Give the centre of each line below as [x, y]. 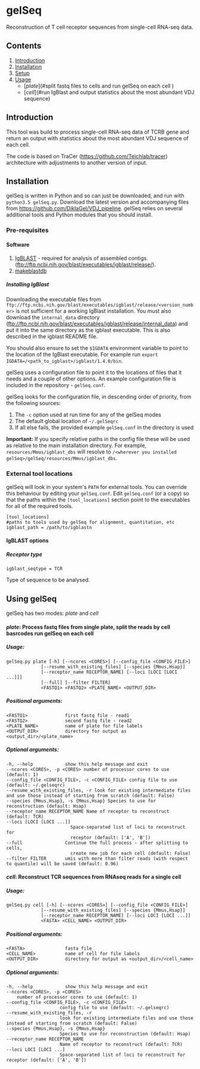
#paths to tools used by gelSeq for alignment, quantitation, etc [90, 522]
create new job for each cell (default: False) [130, 853]
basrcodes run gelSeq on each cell [50, 633]
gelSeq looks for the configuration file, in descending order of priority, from [99, 397]
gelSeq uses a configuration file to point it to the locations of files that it [94, 373]
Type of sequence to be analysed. [48, 580]
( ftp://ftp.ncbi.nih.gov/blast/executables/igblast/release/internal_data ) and [97, 324]
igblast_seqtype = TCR [34, 569]
